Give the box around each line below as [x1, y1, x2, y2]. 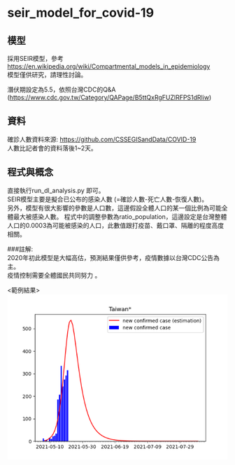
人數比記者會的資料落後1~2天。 [7, 143, 98, 152]
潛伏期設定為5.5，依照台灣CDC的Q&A [7, 85, 117, 94]
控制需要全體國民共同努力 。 [19, 271, 101, 279]
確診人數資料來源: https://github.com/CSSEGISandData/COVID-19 [7, 135, 197, 143]
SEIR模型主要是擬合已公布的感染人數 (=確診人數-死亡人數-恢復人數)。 [7, 194, 208, 203]
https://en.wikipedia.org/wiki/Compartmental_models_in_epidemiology [7, 62, 211, 71]
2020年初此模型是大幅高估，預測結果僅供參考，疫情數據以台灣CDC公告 [7, 253, 214, 262]
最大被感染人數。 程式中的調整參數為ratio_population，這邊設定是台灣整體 [13, 212, 227, 221]
